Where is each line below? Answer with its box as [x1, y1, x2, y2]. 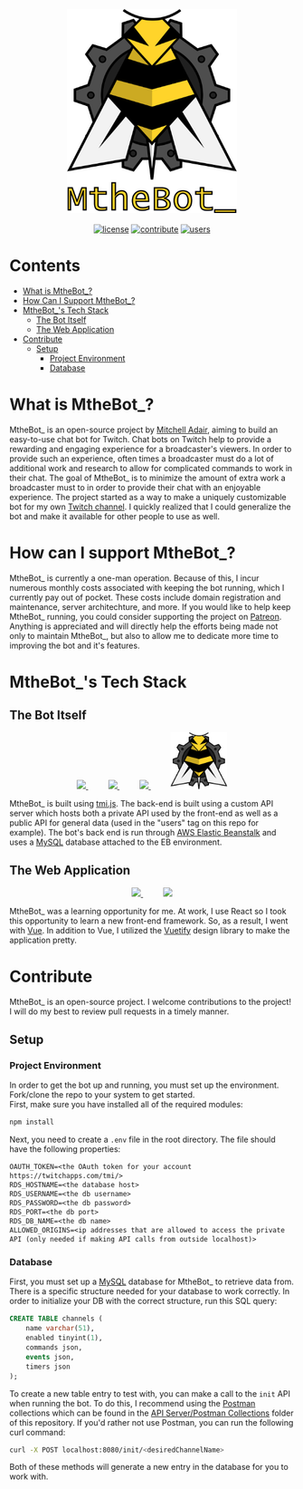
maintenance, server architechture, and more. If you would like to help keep [9, 601, 291, 612]
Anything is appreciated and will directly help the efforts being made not [9, 621, 279, 632]
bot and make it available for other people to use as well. [9, 510, 220, 521]
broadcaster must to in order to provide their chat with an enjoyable [9, 481, 261, 493]
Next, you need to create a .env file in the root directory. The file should [9, 1134, 276, 1146]
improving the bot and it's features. [9, 640, 140, 651]
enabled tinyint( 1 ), [25, 1333, 103, 1343]
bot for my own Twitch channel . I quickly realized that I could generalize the [9, 501, 291, 512]
